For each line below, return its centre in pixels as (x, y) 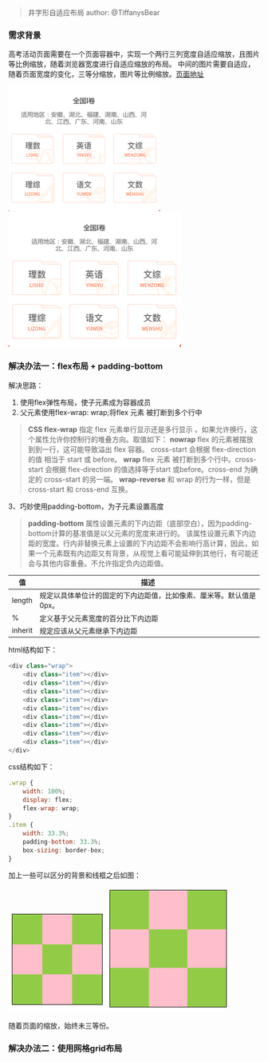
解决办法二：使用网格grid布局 (65, 1048)
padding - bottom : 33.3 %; (62, 842)
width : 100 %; (44, 791)
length (22, 600)
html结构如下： (33, 650)
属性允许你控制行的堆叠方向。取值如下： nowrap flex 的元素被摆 (141, 439)
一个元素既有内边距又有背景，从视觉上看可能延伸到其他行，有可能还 (147, 553)
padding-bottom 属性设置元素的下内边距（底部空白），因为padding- (140, 523)
